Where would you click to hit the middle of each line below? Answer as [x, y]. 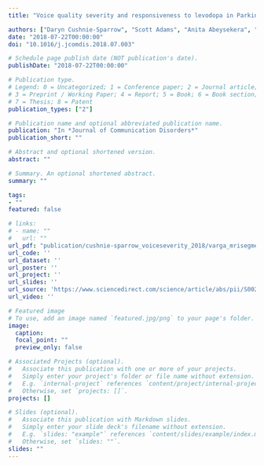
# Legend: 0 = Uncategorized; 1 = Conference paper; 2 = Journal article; [133, 87]
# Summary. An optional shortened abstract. [82, 174]
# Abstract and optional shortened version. [82, 152]
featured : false [35, 210]
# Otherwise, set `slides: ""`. [65, 441]
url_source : [27, 290]
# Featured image [37, 311]
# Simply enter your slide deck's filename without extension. [117, 427]
